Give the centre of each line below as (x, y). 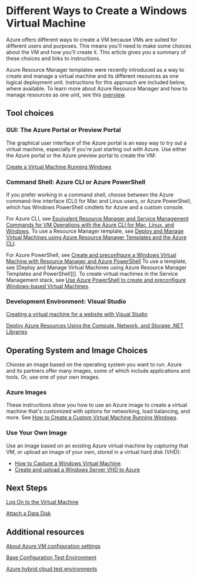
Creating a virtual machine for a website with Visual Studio (77, 314)
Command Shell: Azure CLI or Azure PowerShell (76, 182)
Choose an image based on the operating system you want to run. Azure (94, 365)
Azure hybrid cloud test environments (52, 569)
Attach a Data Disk (29, 513)
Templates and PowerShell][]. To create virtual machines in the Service (92, 273)
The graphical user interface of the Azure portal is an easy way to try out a (96, 143)
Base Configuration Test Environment (51, 557)
